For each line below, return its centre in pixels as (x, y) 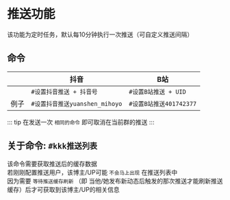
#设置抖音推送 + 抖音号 (64, 91)
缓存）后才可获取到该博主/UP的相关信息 (63, 189)
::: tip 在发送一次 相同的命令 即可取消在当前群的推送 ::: (81, 122)
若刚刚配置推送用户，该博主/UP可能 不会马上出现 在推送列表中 (92, 172)
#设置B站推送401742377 (163, 103)
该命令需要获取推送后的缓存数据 (52, 164)
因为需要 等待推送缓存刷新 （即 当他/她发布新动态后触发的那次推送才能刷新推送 (115, 181)
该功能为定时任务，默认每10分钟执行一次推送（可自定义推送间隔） (100, 34)
